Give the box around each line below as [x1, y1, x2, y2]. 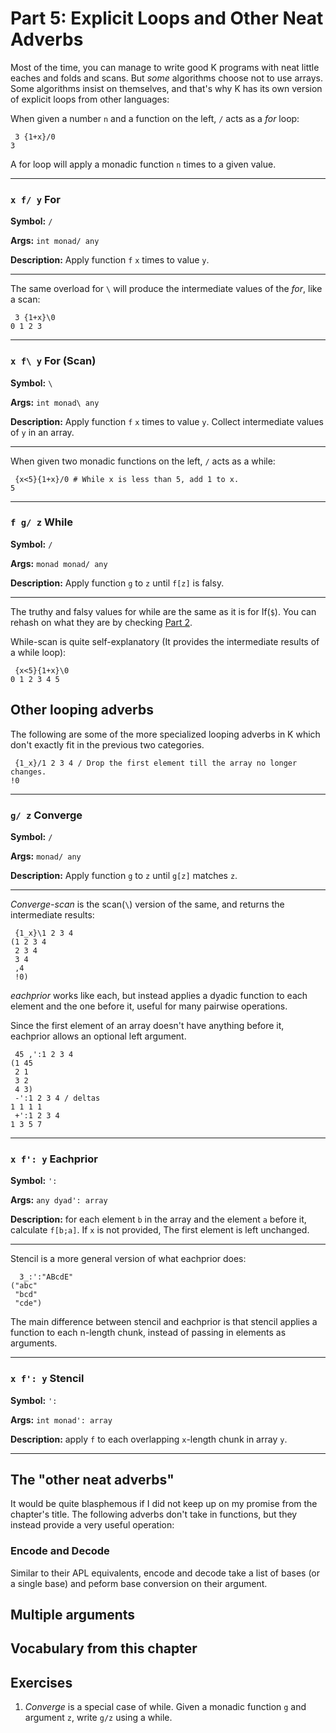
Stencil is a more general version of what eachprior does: [10, 1253, 247, 1265]
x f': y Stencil [10, 1372, 85, 1386]
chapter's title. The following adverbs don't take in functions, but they [10, 1508, 298, 1521]
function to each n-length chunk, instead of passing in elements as [10, 1327, 287, 1339]
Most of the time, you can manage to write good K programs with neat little [10, 61, 320, 73]
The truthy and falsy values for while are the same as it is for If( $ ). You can [10, 605, 317, 617]
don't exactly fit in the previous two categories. [10, 738, 205, 751]
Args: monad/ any [10, 850, 82, 862]
